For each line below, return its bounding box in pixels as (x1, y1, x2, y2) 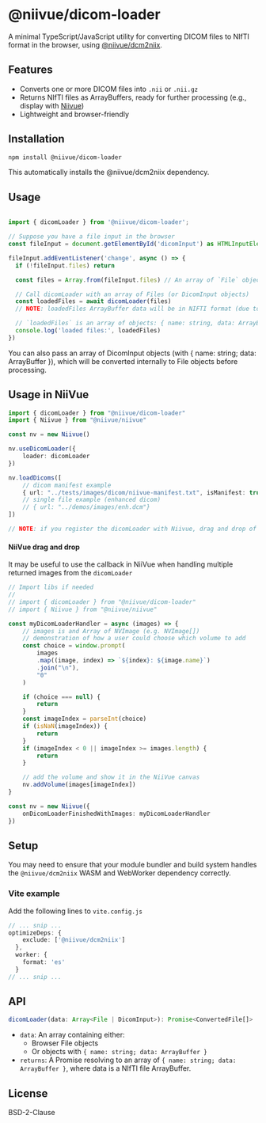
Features (8, 63, 53, 77)
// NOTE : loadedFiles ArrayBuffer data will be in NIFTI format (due (15, 305, 249, 313)
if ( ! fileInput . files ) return (15, 261, 115, 270)
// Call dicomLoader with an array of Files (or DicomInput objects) (15, 290, 249, 298)
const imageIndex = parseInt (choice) (22, 715, 147, 723)
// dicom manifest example (22, 481, 112, 489)
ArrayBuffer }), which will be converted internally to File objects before (8, 356, 238, 366)
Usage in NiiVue (8, 388, 89, 401)
